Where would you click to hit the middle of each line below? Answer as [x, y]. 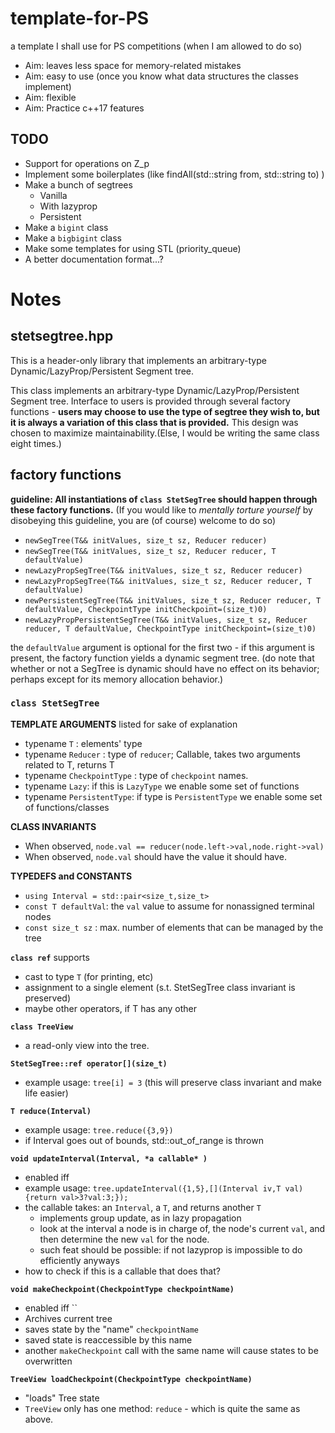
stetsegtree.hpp [62, 336]
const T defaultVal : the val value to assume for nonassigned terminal [169, 906]
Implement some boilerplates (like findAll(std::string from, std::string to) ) [174, 174]
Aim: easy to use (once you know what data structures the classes [161, 76]
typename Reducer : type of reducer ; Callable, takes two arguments [162, 754]
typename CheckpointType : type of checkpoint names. [136, 775]
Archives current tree [68, 1318]
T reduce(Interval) [51, 1111]
